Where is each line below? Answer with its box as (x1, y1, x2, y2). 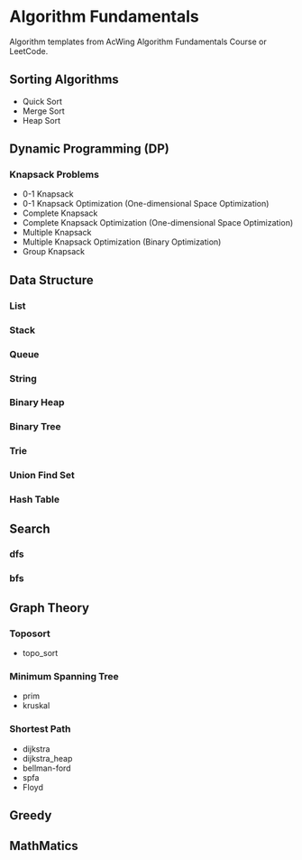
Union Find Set (9, 469, 75, 482)
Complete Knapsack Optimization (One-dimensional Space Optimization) (22, 217, 294, 228)
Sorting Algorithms (9, 72, 119, 88)
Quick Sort (22, 96, 63, 106)
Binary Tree (9, 421, 61, 433)
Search (9, 521, 51, 536)
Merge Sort (22, 106, 65, 116)
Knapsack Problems (9, 169, 99, 181)
